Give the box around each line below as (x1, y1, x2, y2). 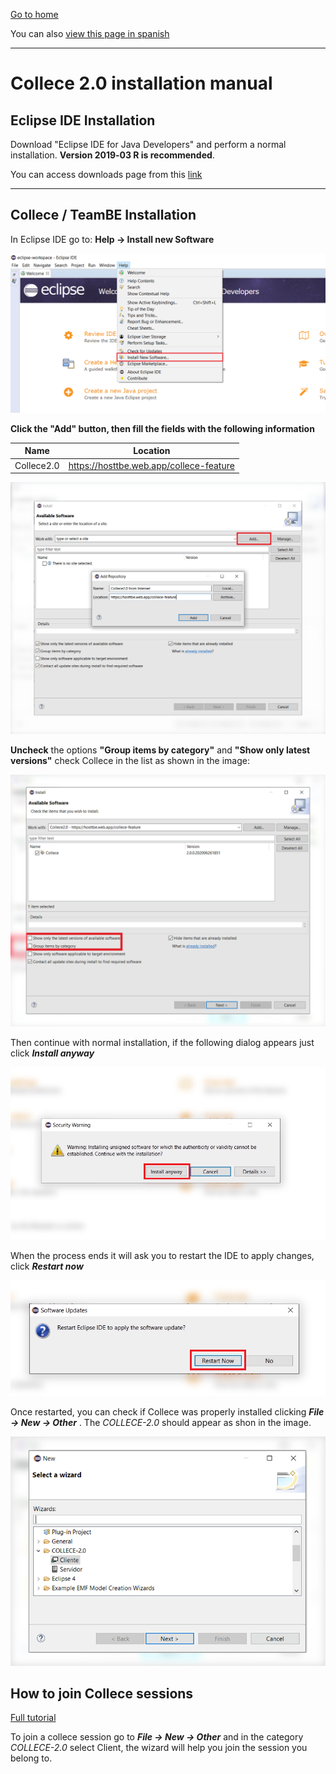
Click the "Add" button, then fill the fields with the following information (10, 422, 315, 434)
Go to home (10, 9, 59, 20)
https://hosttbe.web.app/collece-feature (68, 459, 235, 471)
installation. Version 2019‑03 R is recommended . (10, 149, 215, 161)
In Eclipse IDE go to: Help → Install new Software (10, 233, 215, 245)
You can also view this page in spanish (10, 28, 170, 39)
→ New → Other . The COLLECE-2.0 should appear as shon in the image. (10, 1417, 312, 1429)
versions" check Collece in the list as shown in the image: (10, 755, 250, 767)
